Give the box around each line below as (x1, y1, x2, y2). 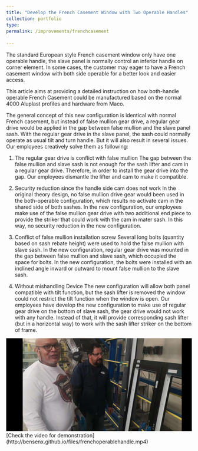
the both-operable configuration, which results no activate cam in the (14, 197, 184, 205)
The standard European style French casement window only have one (6, 51, 176, 58)
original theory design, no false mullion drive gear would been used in (14, 191, 184, 198)
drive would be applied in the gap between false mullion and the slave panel (6, 124, 190, 131)
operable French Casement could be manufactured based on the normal (6, 94, 181, 101)
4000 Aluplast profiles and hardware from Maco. (6, 100, 125, 107)
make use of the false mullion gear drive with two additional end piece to (14, 210, 192, 217)
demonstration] (57, 432, 95, 439)
